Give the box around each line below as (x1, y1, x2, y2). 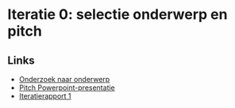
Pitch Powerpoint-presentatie (18, 83, 116, 92)
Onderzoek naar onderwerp (18, 75, 110, 84)
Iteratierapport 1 (18, 91, 72, 100)
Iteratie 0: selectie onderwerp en (7, 6, 228, 24)
